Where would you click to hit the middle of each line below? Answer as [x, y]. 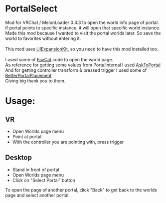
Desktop [19, 158]
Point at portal [27, 136]
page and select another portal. [37, 195]
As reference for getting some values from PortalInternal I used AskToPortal [83, 65]
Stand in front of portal [36, 170]
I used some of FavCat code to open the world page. [59, 59]
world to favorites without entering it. [43, 38]
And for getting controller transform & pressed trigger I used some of [76, 70]
